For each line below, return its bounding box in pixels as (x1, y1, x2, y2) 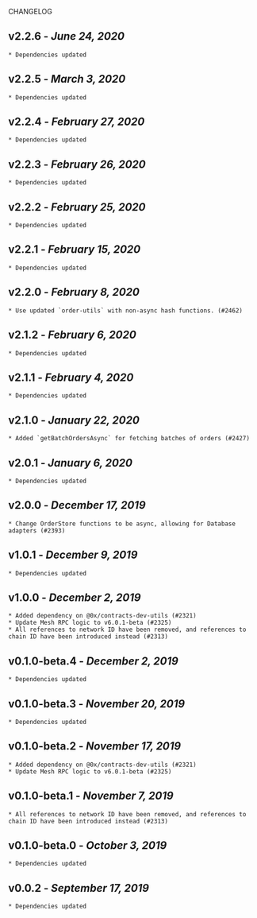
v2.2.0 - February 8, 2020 (8, 285, 140, 299)
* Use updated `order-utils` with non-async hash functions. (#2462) (8, 306, 244, 315)
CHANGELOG (8, 7, 53, 16)
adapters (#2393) (8, 526, 66, 535)
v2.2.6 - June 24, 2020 (8, 29, 125, 43)
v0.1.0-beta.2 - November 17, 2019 (8, 739, 181, 753)
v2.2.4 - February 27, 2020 (8, 115, 145, 129)
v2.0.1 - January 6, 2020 (8, 456, 133, 470)
